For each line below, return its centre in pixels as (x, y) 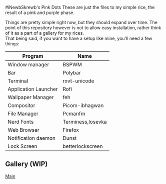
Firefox (71, 130)
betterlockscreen (83, 146)
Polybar (72, 73)
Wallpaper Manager (31, 97)
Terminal (18, 81)
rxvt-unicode (78, 81)
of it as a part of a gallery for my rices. (44, 33)
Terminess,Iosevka (85, 122)
